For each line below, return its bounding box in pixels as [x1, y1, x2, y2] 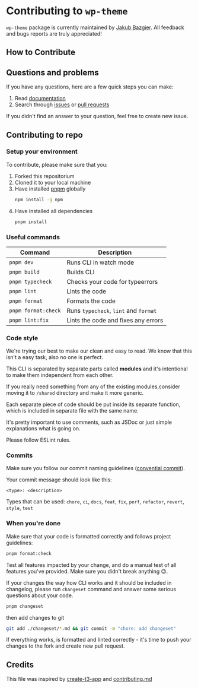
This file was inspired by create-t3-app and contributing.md [6, 676, 152, 683]
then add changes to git [6, 614, 64, 621]
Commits [6, 451, 33, 459]
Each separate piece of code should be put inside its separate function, [6, 401, 181, 408]
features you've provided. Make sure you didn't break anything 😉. [6, 567, 168, 575]
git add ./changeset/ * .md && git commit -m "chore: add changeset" [6, 625, 177, 632]
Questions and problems [6, 67, 99, 78]
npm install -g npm [14, 196, 63, 202]
